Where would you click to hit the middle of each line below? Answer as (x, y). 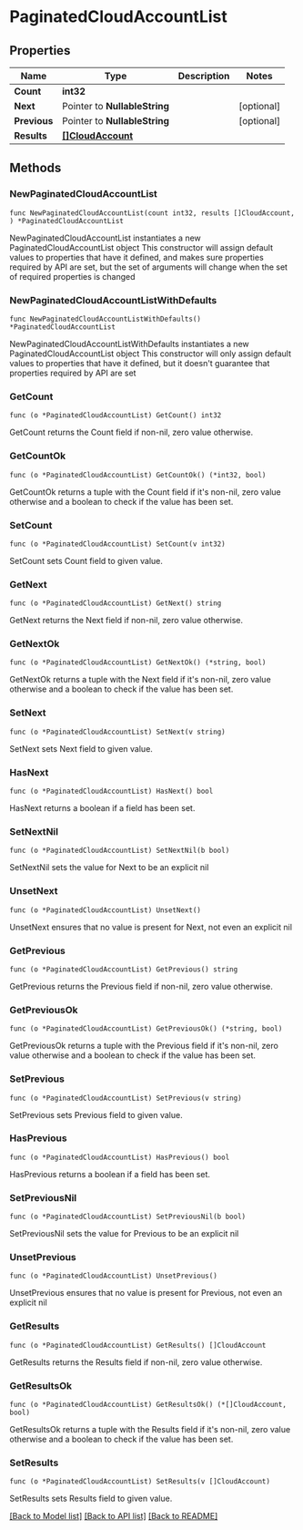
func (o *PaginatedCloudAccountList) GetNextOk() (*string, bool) (138, 662)
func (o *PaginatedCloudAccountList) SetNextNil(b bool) (120, 851)
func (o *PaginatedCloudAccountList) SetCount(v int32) (117, 544)
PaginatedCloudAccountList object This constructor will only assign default (150, 354)
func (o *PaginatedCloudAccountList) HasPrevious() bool (120, 1157)
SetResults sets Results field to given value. (91, 1499)
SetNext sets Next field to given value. (81, 748)
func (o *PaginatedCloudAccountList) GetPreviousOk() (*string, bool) (146, 1029)
